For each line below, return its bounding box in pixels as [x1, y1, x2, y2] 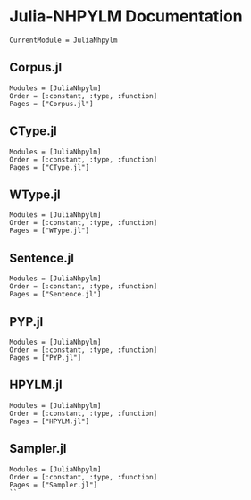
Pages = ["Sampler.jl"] [9, 480, 98, 489]
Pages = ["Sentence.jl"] [9, 290, 102, 299]
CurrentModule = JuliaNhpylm [9, 36, 118, 45]
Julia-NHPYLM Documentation [9, 6, 243, 27]
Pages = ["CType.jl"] [9, 162, 90, 171]
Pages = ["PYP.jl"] [9, 354, 82, 362]
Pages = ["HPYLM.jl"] [9, 417, 90, 426]
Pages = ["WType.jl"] [9, 226, 90, 236]
